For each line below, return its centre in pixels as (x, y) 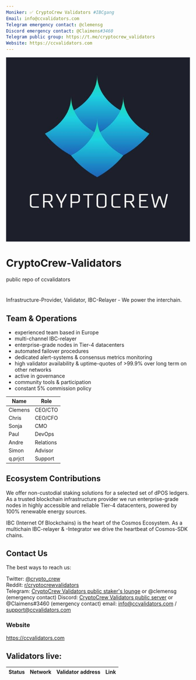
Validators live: (34, 656)
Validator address (78, 672)
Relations (46, 442)
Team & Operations (41, 318)
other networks (33, 370)
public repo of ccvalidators (38, 279)
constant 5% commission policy (53, 388)
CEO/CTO (46, 410)
